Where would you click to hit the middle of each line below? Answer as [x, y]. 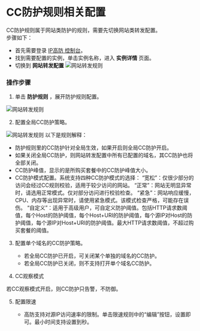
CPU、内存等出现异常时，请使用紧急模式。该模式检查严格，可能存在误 [102, 200]
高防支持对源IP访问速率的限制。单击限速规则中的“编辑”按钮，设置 [104, 314]
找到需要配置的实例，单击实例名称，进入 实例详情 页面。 [84, 58]
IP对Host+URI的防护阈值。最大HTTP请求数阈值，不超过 [120, 223]
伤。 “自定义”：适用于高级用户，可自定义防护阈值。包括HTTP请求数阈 [101, 208]
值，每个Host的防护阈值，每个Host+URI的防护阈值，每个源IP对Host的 [101, 215]
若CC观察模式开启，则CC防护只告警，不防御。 [64, 289]
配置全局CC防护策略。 [43, 122]
